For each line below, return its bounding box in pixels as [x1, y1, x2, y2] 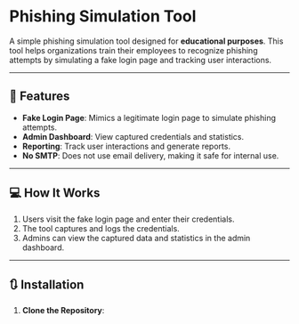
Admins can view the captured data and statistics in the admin [21, 232, 251, 243]
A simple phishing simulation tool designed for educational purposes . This [9, 36, 284, 46]
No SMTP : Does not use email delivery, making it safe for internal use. [21, 150, 279, 161]
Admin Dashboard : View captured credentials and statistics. [21, 131, 245, 142]
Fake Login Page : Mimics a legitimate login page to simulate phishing [21, 112, 276, 123]
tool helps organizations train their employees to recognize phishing [9, 45, 258, 55]
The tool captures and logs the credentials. [21, 223, 180, 233]
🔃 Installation [9, 277, 85, 292]
